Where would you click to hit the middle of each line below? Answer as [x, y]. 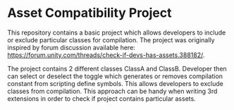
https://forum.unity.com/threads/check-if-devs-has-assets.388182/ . [106, 55]
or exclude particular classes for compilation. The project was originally [111, 39]
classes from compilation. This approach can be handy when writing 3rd [112, 91]
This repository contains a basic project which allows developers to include [117, 32]
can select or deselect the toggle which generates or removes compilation [115, 76]
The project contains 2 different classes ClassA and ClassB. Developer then [117, 68]
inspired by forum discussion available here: [71, 47]
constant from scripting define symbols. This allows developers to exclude [115, 83]
